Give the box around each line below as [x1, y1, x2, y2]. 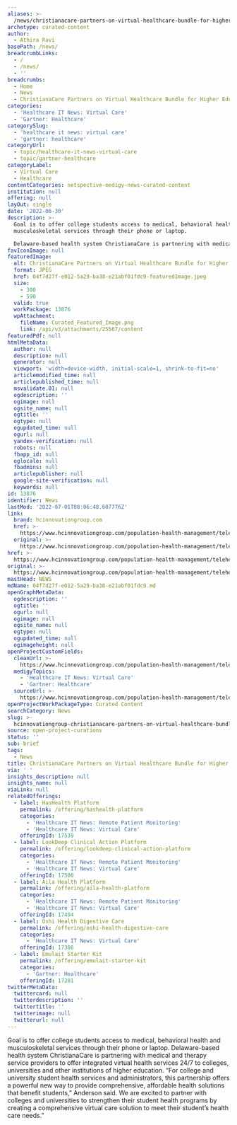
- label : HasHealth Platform [13, 800, 99, 807]
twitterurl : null [13, 1016, 65, 1023]
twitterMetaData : [7, 983, 59, 991]
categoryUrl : [7, 142, 46, 149]
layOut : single [7, 201, 52, 209]
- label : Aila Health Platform [13, 878, 106, 885]
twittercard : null [13, 990, 68, 998]
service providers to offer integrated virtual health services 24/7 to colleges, [7, 1058, 229, 1067]
